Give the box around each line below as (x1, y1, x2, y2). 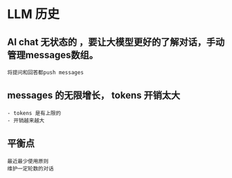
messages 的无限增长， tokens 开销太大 (7, 89, 181, 101)
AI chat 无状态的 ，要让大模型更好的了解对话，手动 (7, 36, 225, 48)
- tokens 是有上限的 (7, 109, 61, 116)
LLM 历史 (7, 6, 60, 22)
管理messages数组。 (7, 49, 98, 61)
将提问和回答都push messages (7, 69, 84, 76)
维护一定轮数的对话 (7, 165, 54, 172)
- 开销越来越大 (7, 117, 45, 124)
